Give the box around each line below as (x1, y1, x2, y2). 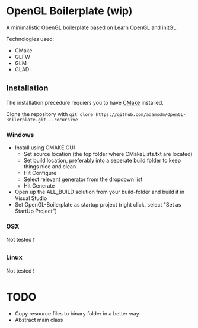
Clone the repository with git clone (6, 110, 94, 117)
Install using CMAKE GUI (14, 144, 75, 151)
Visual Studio (14, 195, 47, 202)
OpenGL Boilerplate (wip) (6, 4, 133, 18)
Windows (6, 130, 34, 139)
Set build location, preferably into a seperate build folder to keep (23, 157, 181, 164)
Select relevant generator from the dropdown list (23, 176, 143, 183)
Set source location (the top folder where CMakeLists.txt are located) (23, 151, 193, 158)
